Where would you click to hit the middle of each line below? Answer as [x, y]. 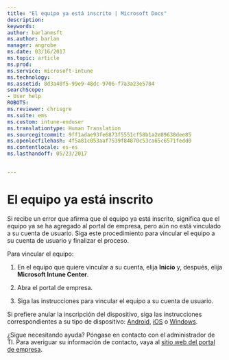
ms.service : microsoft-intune [50, 71]
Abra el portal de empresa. [55, 287]
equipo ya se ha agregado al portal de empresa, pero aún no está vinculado [114, 226]
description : [26, 20]
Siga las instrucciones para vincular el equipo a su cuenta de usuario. [115, 301]
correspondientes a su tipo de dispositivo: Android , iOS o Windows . [103, 321]
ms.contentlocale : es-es [43, 147]
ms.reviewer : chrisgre [39, 109]
